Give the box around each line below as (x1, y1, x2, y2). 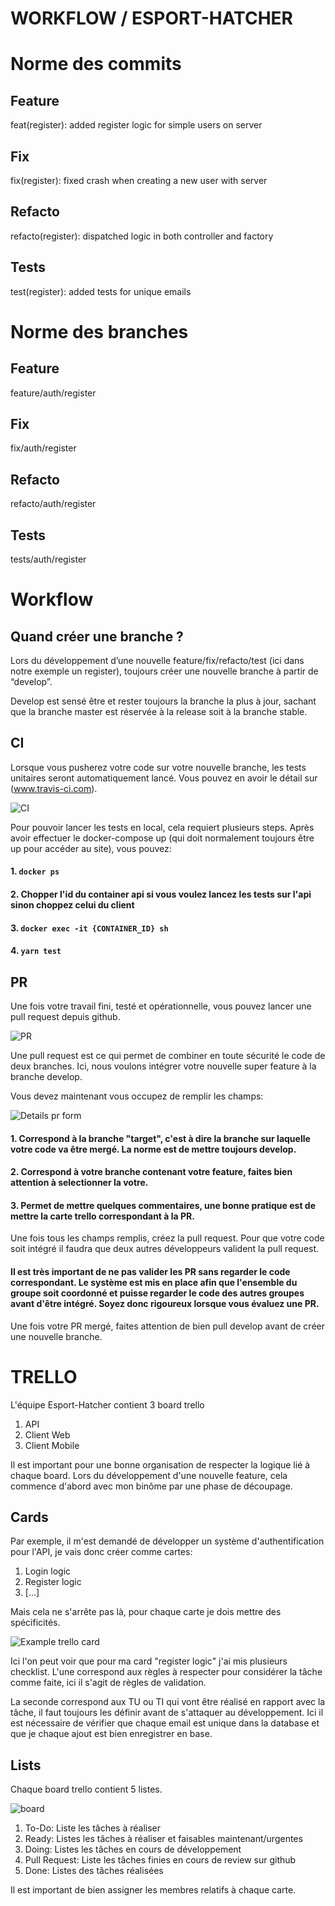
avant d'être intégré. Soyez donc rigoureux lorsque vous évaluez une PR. (10, 1298, 320, 1310)
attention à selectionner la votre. (10, 1177, 149, 1189)
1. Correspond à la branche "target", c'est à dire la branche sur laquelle (10, 1132, 311, 1144)
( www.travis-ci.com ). (10, 782, 98, 794)
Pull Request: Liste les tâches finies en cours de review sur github (24, 1854, 297, 1866)
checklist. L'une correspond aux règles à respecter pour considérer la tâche (10, 1666, 323, 1678)
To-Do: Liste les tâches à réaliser (24, 1822, 162, 1834)
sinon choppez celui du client (10, 899, 135, 911)
